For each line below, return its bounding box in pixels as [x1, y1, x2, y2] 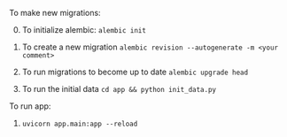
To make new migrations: [9, 8, 101, 18]
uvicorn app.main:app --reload [21, 119, 138, 128]
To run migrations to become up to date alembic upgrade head [21, 66, 249, 77]
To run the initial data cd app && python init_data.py [21, 84, 217, 94]
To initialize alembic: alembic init [21, 25, 146, 34]
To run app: [9, 101, 51, 111]
